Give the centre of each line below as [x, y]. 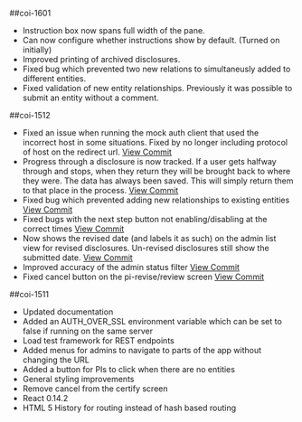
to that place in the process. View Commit [100, 190]
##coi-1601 [30, 13]
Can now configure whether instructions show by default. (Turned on [151, 40]
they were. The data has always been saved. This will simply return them [158, 181]
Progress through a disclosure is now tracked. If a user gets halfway [150, 161]
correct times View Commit [73, 229]
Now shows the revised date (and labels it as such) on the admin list [149, 238]
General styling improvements [78, 379]
